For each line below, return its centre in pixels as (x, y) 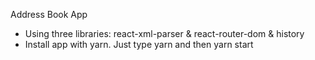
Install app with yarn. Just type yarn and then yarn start (139, 44)
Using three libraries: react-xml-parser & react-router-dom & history (164, 33)
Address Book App (49, 14)
